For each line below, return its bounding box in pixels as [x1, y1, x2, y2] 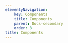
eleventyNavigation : [5, 7, 48, 12]
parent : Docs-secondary [14, 21, 64, 26]
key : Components [14, 12, 48, 17]
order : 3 [14, 26, 32, 31]
